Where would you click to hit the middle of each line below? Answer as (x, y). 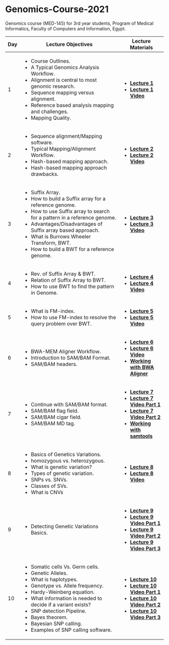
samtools (141, 436)
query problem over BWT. (61, 323)
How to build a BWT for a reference (72, 249)
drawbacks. (45, 174)
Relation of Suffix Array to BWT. (68, 280)
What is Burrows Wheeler (61, 236)
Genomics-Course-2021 (57, 9)
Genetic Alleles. (49, 573)
